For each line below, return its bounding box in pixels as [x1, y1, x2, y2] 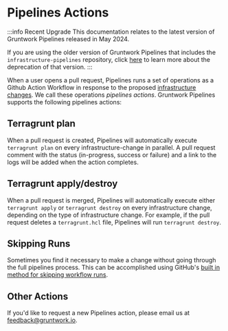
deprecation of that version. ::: [7, 62, 93, 71]
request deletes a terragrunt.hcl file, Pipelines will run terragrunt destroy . [7, 218, 222, 226]
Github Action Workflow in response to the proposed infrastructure [7, 83, 196, 91]
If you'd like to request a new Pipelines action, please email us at [7, 309, 190, 317]
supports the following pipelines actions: [7, 98, 122, 106]
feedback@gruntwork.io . [7, 316, 78, 324]
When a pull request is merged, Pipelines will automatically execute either [7, 196, 216, 204]
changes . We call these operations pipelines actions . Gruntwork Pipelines [7, 91, 216, 99]
